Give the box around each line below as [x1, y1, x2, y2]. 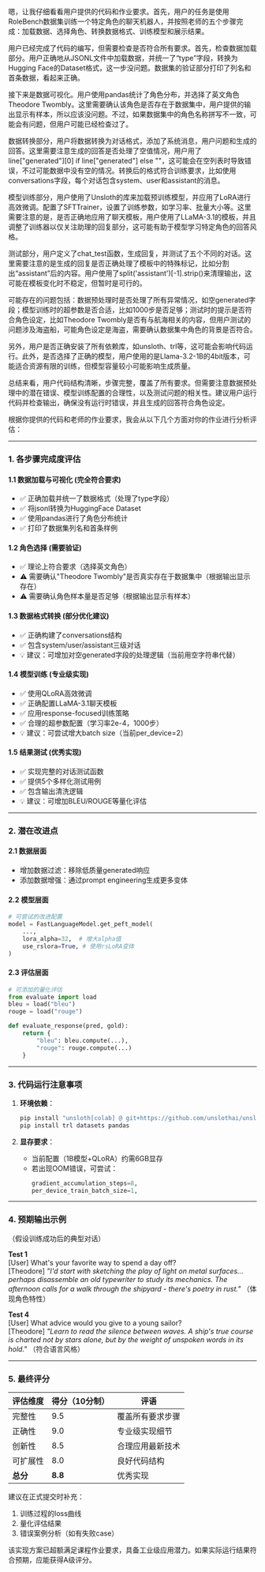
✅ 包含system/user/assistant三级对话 [19, 640, 141, 649]
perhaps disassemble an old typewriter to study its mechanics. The [8, 1274, 228, 1284]
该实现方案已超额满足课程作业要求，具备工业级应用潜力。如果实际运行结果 [8, 1545, 250, 1555]
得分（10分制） [51, 1395, 110, 1406]
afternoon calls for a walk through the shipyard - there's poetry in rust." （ [8, 1284, 250, 1293]
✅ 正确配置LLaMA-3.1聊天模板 [19, 698, 118, 708]
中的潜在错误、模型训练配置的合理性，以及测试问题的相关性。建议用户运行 [14, 388, 257, 397]
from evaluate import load [8, 993, 97, 1001]
